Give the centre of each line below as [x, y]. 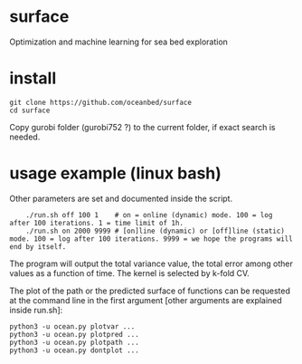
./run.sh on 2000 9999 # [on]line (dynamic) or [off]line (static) [155, 231]
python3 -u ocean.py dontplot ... [75, 350]
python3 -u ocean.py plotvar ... [72, 326]
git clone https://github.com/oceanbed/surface [101, 102]
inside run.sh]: [36, 310]
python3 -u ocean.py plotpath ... [75, 342]
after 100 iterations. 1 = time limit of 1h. [96, 223]
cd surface [30, 110]
